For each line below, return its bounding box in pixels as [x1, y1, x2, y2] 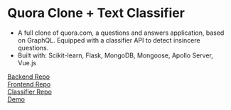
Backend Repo [7, 72, 50, 81]
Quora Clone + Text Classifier [7, 5, 185, 21]
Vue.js [17, 58, 37, 67]
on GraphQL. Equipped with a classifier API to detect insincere [17, 35, 200, 44]
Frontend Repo [7, 79, 51, 88]
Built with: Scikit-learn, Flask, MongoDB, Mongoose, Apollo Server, [17, 51, 213, 60]
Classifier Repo [7, 87, 52, 96]
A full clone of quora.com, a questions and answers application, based [17, 28, 225, 37]
